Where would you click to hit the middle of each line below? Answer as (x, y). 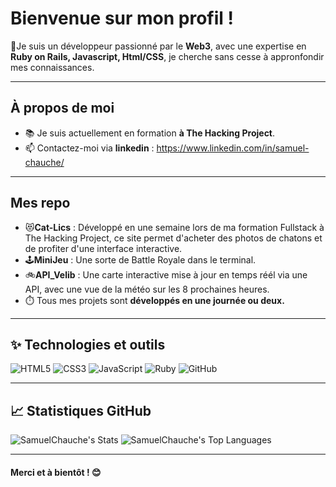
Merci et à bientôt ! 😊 (56, 472)
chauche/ (44, 162)
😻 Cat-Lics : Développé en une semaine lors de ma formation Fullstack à (174, 227)
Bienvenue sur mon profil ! (122, 18)
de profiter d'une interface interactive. (103, 248)
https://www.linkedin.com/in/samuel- (233, 148)
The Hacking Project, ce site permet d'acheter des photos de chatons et (173, 238)
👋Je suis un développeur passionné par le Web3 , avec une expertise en (158, 46)
